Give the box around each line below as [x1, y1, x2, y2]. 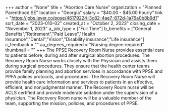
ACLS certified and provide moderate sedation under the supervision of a [5, 90, 158, 95]
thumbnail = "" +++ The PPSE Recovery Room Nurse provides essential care [5, 47, 164, 53]
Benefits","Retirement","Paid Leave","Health [5, 31, 96, 37]
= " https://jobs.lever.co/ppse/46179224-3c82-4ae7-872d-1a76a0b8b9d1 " [5, 15, 159, 21]
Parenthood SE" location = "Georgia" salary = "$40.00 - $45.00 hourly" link [5, 10, 163, 16]
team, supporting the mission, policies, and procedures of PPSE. [5, 100, 139, 106]
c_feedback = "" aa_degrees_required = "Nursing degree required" [5, 42, 145, 47]
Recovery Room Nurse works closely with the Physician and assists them [5, 58, 157, 63]
